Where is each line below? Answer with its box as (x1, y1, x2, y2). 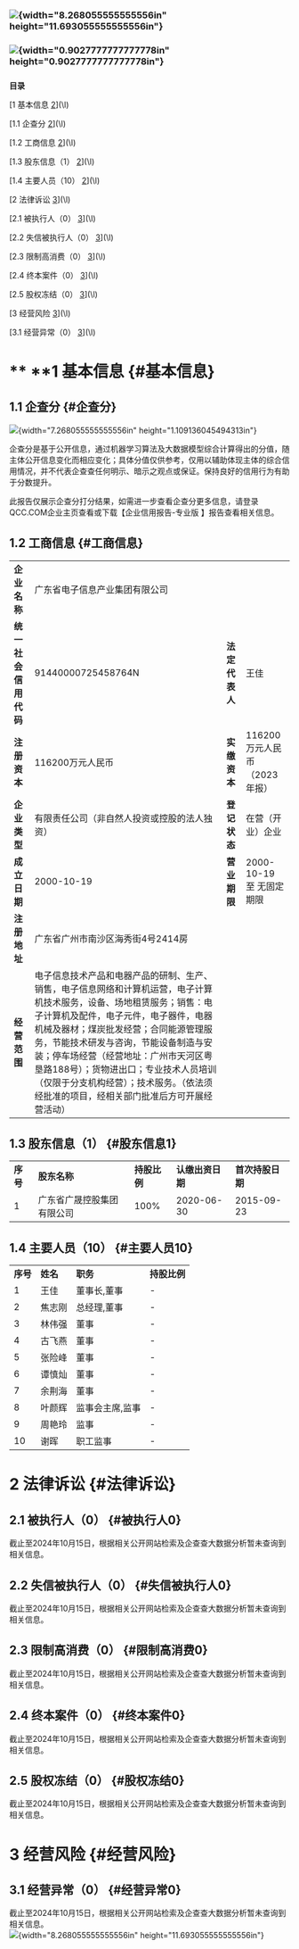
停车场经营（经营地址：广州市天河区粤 (52, 1049, 214, 1062)
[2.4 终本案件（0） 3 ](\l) (9, 270, 99, 280)
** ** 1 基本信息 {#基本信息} (9, 361, 215, 381)
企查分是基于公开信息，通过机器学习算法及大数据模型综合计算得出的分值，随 (9, 443, 290, 454)
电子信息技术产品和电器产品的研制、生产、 (34, 969, 214, 982)
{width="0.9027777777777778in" (18, 44, 171, 56)
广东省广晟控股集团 (37, 1194, 118, 1207)
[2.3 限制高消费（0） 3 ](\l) (9, 251, 107, 261)
